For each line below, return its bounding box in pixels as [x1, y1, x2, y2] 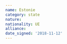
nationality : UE [5, 21, 40, 27]
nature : [5, 17, 22, 22]
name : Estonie [5, 7, 36, 13]
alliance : [5, 26, 27, 31]
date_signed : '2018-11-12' [5, 31, 63, 36]
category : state [5, 12, 40, 17]
